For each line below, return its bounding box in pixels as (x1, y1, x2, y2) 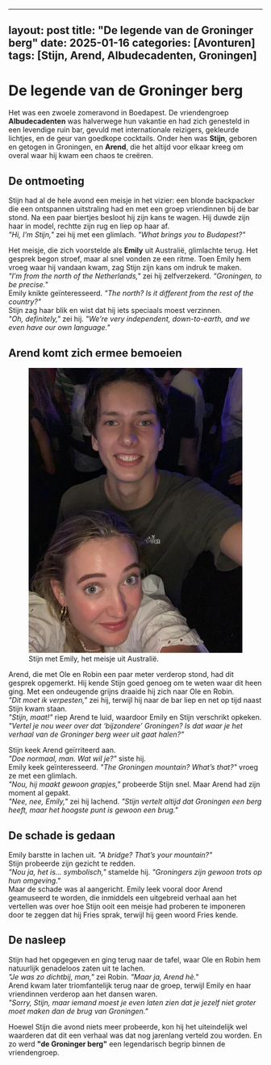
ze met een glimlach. (8, 771, 78, 781)
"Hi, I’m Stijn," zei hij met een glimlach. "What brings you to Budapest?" (8, 230, 246, 240)
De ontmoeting (8, 174, 85, 188)
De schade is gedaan (8, 829, 115, 842)
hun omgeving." (8, 876, 61, 886)
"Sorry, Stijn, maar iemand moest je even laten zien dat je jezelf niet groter (8, 997, 256, 1007)
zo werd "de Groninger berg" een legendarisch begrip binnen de (8, 1038, 226, 1049)
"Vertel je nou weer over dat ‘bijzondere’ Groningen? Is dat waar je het (8, 721, 244, 731)
